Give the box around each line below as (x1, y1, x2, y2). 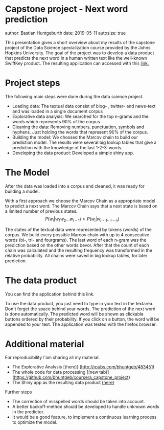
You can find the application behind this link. (5, 291, 94, 297)
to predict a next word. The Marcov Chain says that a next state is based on (5, 203, 158, 209)
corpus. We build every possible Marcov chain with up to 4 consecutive (5, 231, 150, 238)
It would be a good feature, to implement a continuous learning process (12, 414, 157, 420)
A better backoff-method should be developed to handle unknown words (12, 404, 160, 409)
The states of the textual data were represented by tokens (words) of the (5, 226, 152, 232)
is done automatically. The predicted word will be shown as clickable (5, 311, 143, 317)
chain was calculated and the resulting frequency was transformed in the (5, 247, 153, 253)
